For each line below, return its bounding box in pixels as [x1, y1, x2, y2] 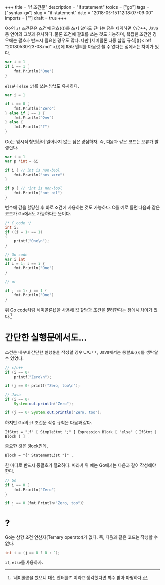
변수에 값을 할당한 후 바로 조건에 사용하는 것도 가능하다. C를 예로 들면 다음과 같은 [5, 205, 160, 210]
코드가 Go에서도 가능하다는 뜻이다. [5, 210, 72, 216]
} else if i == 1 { [5, 111, 45, 116]
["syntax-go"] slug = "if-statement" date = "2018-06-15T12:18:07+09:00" [5, 10, 153, 16]
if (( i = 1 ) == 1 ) [5, 230, 43, 234]
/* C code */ [5, 220, 32, 225]
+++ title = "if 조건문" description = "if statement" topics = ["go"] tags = [5, 4, 150, 10]
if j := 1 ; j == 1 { [5, 288, 48, 293]
